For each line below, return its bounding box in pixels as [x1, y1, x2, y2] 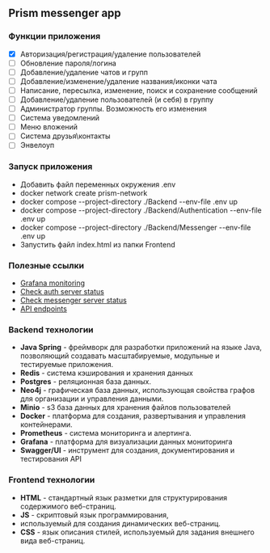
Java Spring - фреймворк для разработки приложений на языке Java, [19, 343, 263, 352]
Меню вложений [19, 122, 78, 132]
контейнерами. [19, 420, 73, 429]
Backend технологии [8, 323, 95, 335]
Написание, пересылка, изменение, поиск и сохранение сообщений [19, 85, 258, 95]
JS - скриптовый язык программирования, [19, 509, 169, 520]
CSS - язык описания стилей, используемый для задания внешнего [19, 527, 255, 537]
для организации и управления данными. [19, 394, 164, 403]
